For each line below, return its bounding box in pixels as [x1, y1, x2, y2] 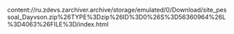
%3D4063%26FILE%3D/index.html [7, 20, 109, 28]
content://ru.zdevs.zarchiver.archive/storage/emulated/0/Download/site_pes [7, 6, 227, 14]
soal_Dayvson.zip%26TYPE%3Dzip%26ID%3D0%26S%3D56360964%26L [7, 13, 226, 21]
